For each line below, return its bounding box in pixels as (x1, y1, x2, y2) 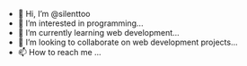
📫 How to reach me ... (17, 47, 101, 57)
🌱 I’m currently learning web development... (17, 28, 180, 37)
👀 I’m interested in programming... (17, 18, 144, 29)
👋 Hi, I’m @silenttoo (17, 9, 91, 19)
